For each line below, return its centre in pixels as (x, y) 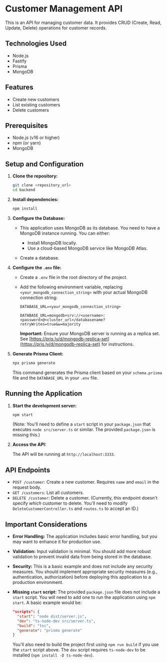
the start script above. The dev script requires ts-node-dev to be (79, 650)
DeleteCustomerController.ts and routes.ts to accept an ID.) (75, 508)
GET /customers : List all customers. (48, 492)
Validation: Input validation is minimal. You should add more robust (81, 551)
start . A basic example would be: (47, 602)
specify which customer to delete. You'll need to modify (70, 503)
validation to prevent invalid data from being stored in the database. (82, 556)
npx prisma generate (34, 363)
